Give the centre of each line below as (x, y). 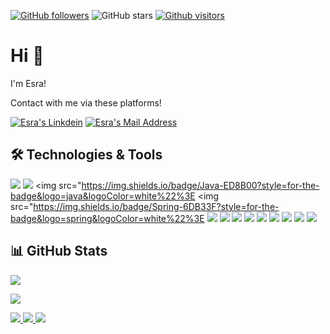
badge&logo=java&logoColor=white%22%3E (103, 196)
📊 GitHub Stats (59, 251)
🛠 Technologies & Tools (86, 155)
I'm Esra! (28, 83)
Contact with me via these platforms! (86, 102)
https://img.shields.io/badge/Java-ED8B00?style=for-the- (200, 185)
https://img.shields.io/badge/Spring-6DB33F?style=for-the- (156, 206)
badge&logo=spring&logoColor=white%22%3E (107, 218)
